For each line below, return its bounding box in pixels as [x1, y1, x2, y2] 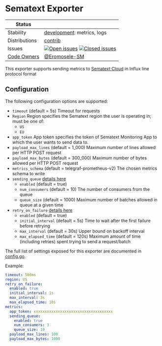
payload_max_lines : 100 [9, 332, 58, 337]
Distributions [7, 37, 37, 44]
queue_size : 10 [14, 327, 45, 332]
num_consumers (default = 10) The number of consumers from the [19, 186, 150, 192]
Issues [7, 45, 23, 52]
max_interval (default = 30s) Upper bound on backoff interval [19, 228, 145, 234]
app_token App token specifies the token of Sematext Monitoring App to [12, 134, 157, 140]
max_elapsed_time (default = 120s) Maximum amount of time [19, 233, 141, 239]
